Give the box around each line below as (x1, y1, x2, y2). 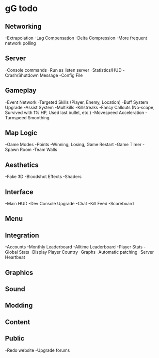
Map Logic (5, 129, 38, 137)
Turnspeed (5, 114, 27, 120)
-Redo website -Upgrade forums (5, 347, 70, 353)
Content (5, 318, 31, 326)
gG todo (5, 3, 38, 14)
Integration (5, 231, 40, 239)
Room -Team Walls (20, 146, 57, 153)
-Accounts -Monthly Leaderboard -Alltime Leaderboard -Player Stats (5, 244, 143, 250)
